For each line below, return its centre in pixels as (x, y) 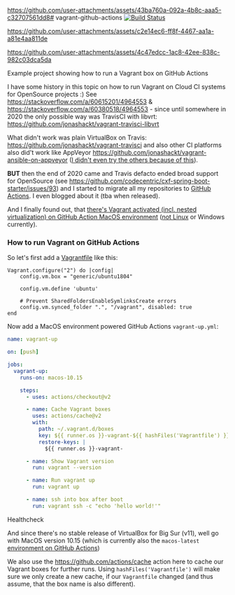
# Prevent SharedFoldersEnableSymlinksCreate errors (98, 301)
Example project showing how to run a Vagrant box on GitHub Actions (108, 73)
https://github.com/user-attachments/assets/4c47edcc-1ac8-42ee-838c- (114, 52)
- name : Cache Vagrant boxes (68, 409)
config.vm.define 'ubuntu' (59, 289)
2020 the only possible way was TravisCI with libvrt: (82, 116)
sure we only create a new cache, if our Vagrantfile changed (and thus (110, 576)
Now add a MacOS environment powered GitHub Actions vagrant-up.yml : (113, 327)
